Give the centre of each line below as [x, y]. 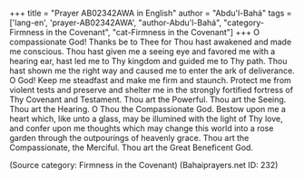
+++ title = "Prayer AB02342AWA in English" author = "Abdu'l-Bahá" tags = [151, 13]
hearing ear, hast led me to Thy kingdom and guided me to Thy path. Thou [148, 61]
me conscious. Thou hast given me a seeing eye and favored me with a [142, 52]
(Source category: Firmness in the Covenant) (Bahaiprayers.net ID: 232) [144, 165]
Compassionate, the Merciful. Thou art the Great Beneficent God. [132, 147]
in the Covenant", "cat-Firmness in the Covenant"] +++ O [153, 32]
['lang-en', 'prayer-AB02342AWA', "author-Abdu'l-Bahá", [116, 23]
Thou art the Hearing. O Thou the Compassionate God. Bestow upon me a [147, 109]
